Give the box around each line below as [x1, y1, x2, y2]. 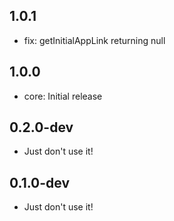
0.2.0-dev [9, 119, 74, 136]
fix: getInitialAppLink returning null [23, 34, 166, 46]
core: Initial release [23, 90, 103, 102]
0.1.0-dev [9, 174, 71, 191]
